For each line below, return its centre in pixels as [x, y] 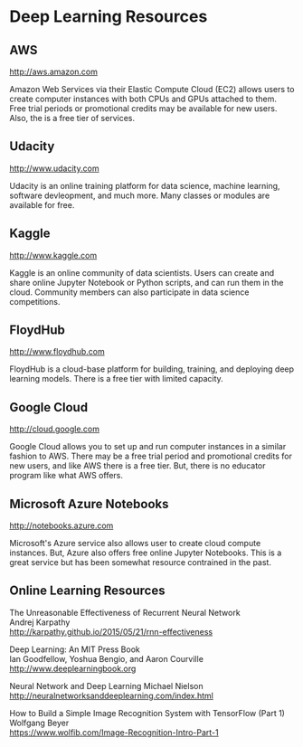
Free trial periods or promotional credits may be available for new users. [143, 109]
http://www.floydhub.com [57, 352]
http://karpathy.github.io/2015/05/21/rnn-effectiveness [111, 631]
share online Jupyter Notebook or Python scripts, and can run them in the [147, 282]
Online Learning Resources [87, 591]
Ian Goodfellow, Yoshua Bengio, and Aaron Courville [106, 658]
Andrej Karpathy [40, 622]
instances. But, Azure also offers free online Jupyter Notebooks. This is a [146, 553]
